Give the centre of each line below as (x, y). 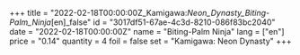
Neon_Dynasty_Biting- (229, 13)
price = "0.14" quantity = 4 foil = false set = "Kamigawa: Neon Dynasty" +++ (150, 41)
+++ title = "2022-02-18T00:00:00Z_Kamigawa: (98, 13)
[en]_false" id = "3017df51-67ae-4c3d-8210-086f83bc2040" (163, 22)
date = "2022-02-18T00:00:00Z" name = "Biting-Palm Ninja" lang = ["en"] (147, 31)
